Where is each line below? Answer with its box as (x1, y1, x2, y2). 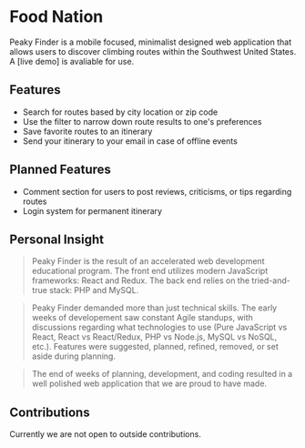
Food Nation (9, 6, 104, 27)
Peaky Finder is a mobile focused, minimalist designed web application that (9, 36, 292, 47)
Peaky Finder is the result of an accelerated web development (31, 256, 265, 267)
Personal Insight (9, 231, 105, 247)
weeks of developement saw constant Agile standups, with (31, 312, 253, 323)
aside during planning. (31, 351, 117, 361)
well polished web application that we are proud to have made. (31, 378, 267, 389)
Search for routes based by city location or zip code (22, 107, 219, 117)
